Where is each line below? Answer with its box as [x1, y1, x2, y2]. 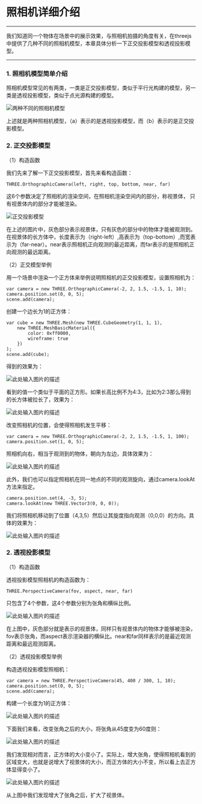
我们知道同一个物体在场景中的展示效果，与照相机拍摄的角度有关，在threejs [6, 32, 192, 39]
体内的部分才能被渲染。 [22, 200, 80, 207]
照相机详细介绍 [6, 5, 81, 19]
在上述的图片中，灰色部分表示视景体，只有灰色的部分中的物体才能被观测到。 [6, 225, 196, 232]
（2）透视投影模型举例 [6, 653, 63, 660]
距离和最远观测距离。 [6, 640, 59, 647]
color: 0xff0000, [28, 330, 71, 336]
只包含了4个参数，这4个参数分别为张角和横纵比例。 [6, 599, 135, 606]
